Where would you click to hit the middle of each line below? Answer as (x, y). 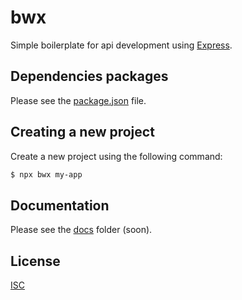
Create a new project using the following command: (116, 156)
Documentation (60, 205)
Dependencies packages (89, 76)
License (35, 261)
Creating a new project (82, 132)
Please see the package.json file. (78, 100)
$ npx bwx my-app (46, 174)
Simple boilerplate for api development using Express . (121, 45)
